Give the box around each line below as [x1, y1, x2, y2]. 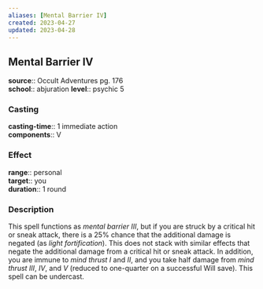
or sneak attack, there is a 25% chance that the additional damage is [8, 230, 231, 240]
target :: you [8, 176, 47, 185]
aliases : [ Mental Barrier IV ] [8, 11, 108, 20]
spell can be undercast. [8, 272, 85, 281]
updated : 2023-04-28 [8, 26, 76, 34]
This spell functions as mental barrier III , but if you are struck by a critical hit [8, 221, 256, 232]
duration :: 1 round [8, 184, 67, 193]
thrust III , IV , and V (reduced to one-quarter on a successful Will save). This [8, 264, 254, 273]
